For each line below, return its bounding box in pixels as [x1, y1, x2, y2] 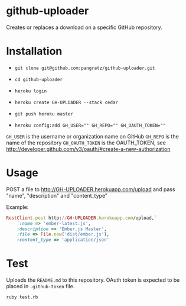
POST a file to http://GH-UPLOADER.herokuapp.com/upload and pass [6, 185, 175, 193]
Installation [6, 44, 63, 58]
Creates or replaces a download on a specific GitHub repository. [6, 24, 162, 31]
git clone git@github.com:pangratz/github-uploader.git [14, 65, 155, 71]
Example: [6, 203, 29, 211]
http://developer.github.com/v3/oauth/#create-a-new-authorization [6, 145, 171, 152]
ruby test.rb [6, 294, 38, 300]
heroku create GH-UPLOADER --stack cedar [14, 99, 118, 105]
